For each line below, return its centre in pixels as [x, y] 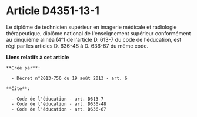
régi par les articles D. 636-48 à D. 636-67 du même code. [77, 46]
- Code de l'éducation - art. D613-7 [58, 99]
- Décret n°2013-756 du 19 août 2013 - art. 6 [69, 78]
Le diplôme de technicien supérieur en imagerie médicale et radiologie [92, 27]
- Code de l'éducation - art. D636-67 [59, 109]
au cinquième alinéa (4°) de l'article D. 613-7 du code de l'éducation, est [94, 39]
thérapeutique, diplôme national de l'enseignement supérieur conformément [98, 33]
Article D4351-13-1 [53, 11]
